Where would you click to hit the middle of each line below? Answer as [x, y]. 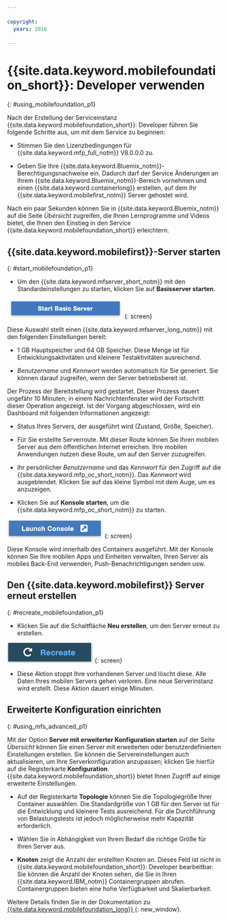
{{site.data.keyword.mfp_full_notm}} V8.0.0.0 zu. [86, 153]
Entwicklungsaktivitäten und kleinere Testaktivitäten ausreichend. [109, 357]
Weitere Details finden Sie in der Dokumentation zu [79, 902]
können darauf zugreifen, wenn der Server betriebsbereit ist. [102, 378]
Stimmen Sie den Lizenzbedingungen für [74, 146]
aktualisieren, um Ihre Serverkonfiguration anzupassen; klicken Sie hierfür [111, 761]
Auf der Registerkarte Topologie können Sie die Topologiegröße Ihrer [115, 796]
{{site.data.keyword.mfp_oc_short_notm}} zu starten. [91, 510]
